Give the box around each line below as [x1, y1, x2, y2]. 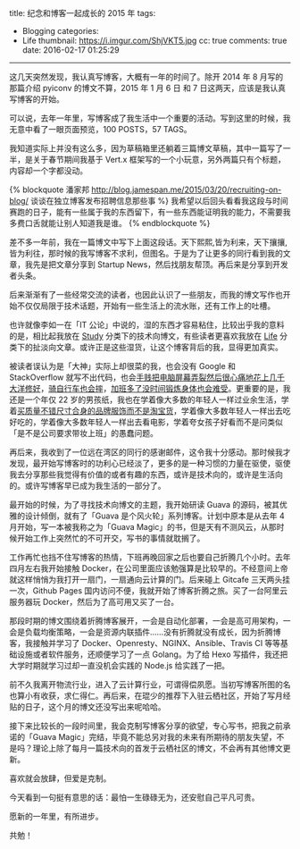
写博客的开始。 [9, 94, 64, 105]
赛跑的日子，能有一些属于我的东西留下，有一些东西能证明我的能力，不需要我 [9, 206, 291, 217]
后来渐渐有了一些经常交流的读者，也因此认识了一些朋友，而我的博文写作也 [9, 290, 283, 299]
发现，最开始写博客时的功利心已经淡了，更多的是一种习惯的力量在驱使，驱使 [9, 458, 291, 468]
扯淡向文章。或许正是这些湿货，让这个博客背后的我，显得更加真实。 [32, 342, 283, 352]
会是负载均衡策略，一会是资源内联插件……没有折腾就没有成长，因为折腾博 [9, 626, 281, 637]
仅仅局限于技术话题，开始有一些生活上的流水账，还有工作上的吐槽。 [24, 300, 275, 311]
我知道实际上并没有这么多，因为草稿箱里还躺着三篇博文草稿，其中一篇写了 [9, 143, 283, 154]
